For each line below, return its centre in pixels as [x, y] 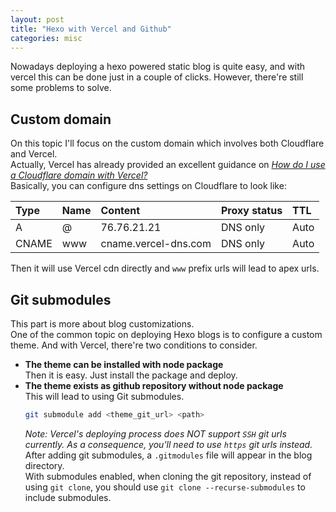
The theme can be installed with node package [124, 364]
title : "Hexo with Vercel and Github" [91, 29]
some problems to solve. [61, 88]
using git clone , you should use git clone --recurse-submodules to [165, 487]
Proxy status [251, 211]
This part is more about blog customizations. [102, 324]
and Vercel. [34, 154]
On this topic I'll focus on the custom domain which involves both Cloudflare [167, 143]
